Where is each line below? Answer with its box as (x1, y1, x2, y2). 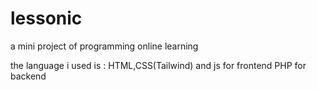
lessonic (10, 7, 83, 30)
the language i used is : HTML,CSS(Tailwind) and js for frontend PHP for (10, 59, 307, 71)
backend (10, 70, 47, 82)
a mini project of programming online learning (10, 40, 199, 52)
